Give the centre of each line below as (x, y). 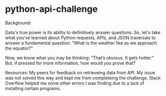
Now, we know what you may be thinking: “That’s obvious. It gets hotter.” (80, 57)
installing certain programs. (33, 88)
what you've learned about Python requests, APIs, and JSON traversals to (81, 38)
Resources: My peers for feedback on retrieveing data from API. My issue (80, 72)
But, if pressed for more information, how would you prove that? (70, 63)
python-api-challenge (52, 9)
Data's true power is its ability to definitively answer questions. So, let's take (83, 32)
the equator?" (19, 48)
